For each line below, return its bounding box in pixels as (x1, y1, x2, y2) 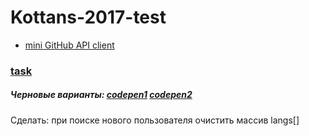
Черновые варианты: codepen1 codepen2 (10, 89, 193, 101)
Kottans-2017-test (10, 6, 167, 29)
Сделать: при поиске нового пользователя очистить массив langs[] (10, 114, 300, 126)
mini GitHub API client (24, 39, 115, 51)
